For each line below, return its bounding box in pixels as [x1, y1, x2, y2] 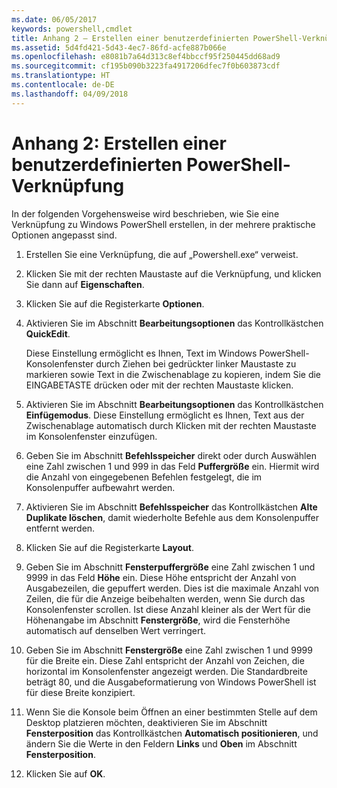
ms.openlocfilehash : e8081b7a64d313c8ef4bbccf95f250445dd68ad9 [11, 52, 281, 62]
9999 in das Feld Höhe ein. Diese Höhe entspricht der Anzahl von [25, 571, 297, 583]
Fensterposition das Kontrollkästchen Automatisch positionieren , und [25, 727, 319, 739]
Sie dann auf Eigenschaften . [25, 278, 145, 290]
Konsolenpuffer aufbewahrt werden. [25, 481, 176, 493]
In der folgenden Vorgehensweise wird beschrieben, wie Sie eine [11, 207, 280, 220]
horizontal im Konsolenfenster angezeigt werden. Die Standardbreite [25, 665, 308, 677]
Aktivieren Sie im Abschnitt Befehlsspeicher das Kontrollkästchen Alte [25, 501, 318, 513]
